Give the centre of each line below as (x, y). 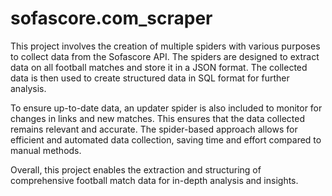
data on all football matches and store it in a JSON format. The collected (159, 67)
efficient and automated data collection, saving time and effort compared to (166, 139)
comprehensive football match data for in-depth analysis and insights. (154, 180)
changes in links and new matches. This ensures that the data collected (157, 118)
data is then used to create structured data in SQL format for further (150, 78)
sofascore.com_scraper (111, 18)
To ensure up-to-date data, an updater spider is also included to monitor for (166, 108)
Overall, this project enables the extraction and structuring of (136, 169)
